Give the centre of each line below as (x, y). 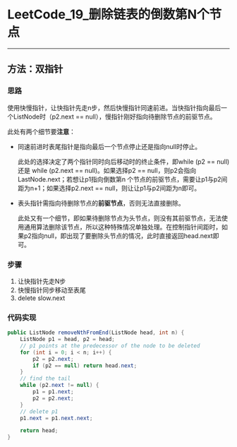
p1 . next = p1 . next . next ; (56, 418)
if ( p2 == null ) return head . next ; (85, 365)
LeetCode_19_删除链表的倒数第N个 (108, 14)
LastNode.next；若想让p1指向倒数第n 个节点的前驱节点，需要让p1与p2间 (122, 179)
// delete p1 (39, 411)
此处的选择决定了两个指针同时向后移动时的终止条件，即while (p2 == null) (123, 161)
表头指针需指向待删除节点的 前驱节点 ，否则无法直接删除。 (101, 203)
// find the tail (45, 379)
